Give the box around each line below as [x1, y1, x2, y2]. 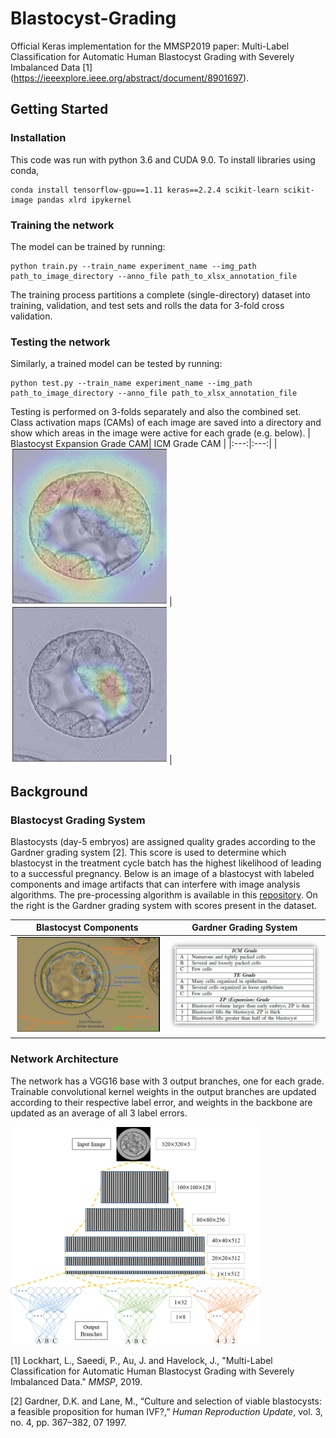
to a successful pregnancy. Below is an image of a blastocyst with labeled [10, 867, 315, 879]
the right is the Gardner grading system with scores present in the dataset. [10, 899, 318, 911]
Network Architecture [10, 1052, 119, 1066]
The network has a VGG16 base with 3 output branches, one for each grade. [10, 1075, 325, 1087]
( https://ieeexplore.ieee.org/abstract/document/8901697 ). [10, 72, 250, 84]
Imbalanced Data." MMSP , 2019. [10, 1375, 143, 1387]
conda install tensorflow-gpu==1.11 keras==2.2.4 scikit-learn [10, 185, 280, 195]
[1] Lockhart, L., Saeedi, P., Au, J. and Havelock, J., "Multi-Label [10, 1354, 273, 1366]
